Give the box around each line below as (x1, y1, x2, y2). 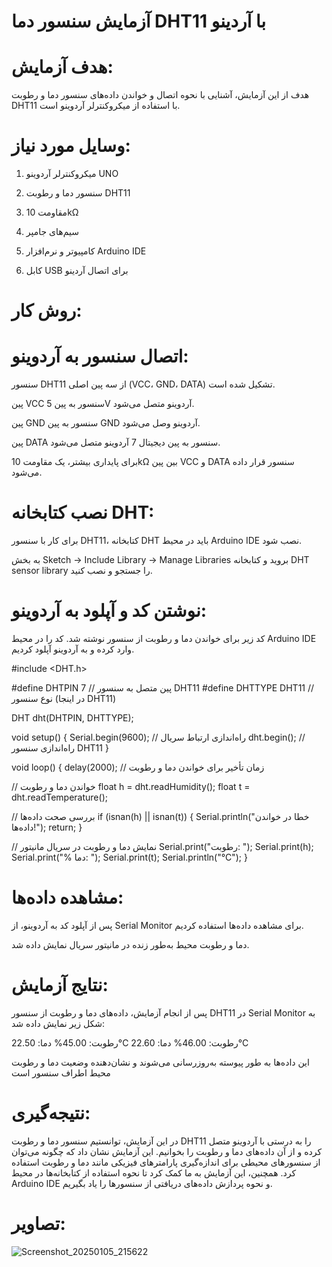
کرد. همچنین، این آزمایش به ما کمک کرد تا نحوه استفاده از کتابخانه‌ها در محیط (11, 1166, 297, 1179)
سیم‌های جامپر (25, 226, 79, 238)
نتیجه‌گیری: (11, 1102, 91, 1125)
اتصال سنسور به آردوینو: (11, 345, 189, 368)
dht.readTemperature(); (11, 791, 108, 804)
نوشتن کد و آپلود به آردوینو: (11, 600, 208, 622)
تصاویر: (11, 1213, 66, 1235)
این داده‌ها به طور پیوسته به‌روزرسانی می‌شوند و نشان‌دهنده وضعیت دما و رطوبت (11, 1056, 310, 1068)
